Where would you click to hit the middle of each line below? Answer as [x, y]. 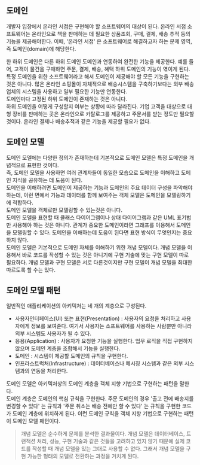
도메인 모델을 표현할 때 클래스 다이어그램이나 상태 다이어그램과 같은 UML [91, 217]
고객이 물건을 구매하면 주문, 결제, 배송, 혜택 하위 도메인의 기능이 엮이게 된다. [102, 69]
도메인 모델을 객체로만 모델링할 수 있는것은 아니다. [64, 210]
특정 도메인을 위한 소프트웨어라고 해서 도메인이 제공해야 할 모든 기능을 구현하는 [98, 76]
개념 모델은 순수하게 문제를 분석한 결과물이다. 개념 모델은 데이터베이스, [103, 434]
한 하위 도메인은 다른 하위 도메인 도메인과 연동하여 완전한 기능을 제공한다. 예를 [97, 61]
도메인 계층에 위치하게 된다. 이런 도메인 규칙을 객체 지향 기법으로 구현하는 [98, 414]
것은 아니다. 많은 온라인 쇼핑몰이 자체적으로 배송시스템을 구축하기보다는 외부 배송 [100, 84]
